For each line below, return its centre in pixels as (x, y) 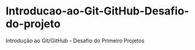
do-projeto (33, 24)
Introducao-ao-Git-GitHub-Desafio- (97, 11)
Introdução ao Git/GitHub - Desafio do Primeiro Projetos (75, 40)
